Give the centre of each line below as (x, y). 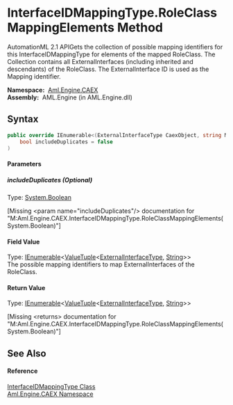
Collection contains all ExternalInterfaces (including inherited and (101, 61)
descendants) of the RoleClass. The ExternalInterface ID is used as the (108, 69)
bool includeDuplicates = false (66, 142)
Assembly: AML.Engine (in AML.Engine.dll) (70, 97)
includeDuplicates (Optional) (50, 180)
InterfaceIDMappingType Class (51, 386)
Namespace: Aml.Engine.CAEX (53, 90)
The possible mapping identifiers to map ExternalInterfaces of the (101, 264)
